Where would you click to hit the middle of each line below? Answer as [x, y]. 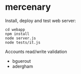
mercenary [28, 7]
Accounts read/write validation [36, 51]
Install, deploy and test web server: [40, 21]
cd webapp [15, 29]
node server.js [21, 38]
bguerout [21, 61]
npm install [17, 34]
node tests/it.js [23, 42]
